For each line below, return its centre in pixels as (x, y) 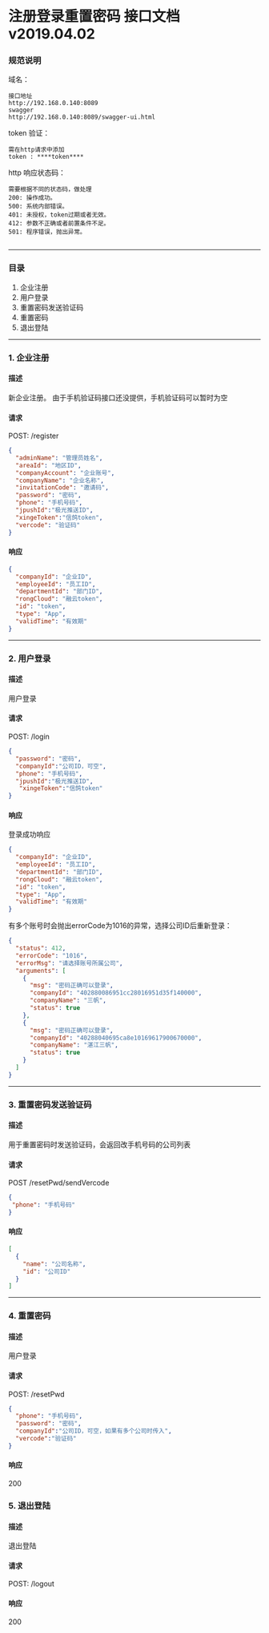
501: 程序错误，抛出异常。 (47, 232)
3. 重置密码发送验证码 (50, 1104)
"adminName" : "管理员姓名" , (59, 458)
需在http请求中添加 (36, 150)
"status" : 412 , (41, 948)
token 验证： (29, 133)
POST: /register (34, 436)
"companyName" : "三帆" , (68, 1001)
